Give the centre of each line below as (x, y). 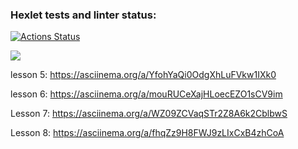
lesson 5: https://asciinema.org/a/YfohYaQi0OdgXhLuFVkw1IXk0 (143, 75)
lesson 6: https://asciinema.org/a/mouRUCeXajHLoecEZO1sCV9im (146, 94)
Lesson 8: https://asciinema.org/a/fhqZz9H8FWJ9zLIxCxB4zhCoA (147, 133)
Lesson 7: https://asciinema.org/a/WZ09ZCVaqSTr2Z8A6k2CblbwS (149, 114)
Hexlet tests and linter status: (83, 15)
